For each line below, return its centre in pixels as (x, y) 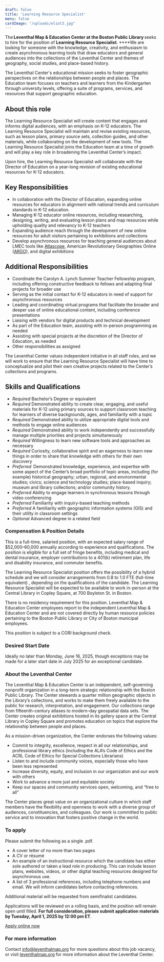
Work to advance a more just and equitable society (63, 782)
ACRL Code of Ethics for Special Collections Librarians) (68, 756)
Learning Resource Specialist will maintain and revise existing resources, (78, 131)
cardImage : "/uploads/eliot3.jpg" (40, 23)
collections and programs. (31, 371)
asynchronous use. (31, 876)
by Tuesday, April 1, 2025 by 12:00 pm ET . (48, 916)
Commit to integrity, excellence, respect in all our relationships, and (80, 745)
